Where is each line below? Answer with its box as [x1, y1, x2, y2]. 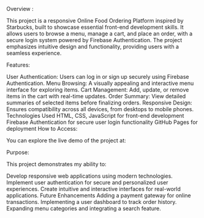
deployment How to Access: [6, 125, 78, 132]
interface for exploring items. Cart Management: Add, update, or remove [6, 86, 189, 93]
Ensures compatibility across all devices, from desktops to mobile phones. [6, 106, 194, 112]
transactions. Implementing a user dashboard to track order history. [6, 198, 177, 205]
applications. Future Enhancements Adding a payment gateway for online [6, 192, 191, 199]
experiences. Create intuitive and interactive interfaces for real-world [6, 186, 181, 192]
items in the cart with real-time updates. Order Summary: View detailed [6, 93, 186, 100]
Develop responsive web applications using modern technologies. [6, 172, 173, 180]
